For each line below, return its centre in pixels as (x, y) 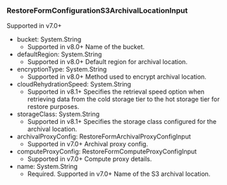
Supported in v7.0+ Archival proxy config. (88, 144)
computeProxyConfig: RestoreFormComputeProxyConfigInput (107, 152)
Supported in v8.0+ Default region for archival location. (108, 62)
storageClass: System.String (58, 114)
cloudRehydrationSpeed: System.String (74, 84)
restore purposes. (53, 107)
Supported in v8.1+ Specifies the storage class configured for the (122, 122)
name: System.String (47, 167)
